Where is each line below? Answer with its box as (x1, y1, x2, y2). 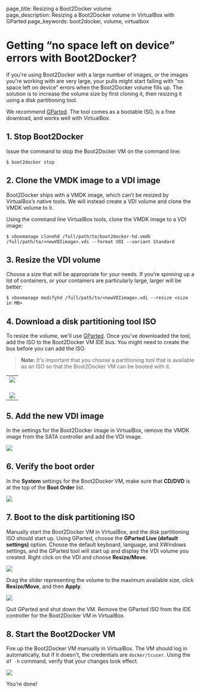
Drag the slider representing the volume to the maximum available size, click (6, 576, 194, 583)
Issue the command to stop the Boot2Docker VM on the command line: (6, 148, 181, 155)
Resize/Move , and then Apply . (6, 583, 82, 590)
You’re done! (6, 681, 38, 688)
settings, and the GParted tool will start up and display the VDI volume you (6, 547, 189, 555)
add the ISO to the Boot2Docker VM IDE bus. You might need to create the (6, 339, 189, 346)
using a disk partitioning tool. (6, 96, 78, 103)
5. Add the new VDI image (6, 411, 104, 421)
